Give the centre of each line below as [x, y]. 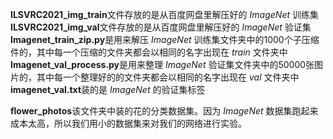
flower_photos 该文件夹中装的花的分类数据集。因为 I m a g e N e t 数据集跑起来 [164, 111]
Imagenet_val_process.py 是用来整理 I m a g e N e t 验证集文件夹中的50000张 [162, 64]
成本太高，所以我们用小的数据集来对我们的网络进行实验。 [128, 123]
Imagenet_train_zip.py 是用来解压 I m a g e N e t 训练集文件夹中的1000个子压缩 [165, 39]
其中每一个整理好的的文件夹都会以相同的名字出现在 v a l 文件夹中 [168, 77]
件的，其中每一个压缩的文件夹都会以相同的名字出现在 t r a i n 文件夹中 [149, 52]
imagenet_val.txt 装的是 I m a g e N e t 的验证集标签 [108, 89]
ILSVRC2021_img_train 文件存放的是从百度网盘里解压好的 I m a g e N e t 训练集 [164, 14]
